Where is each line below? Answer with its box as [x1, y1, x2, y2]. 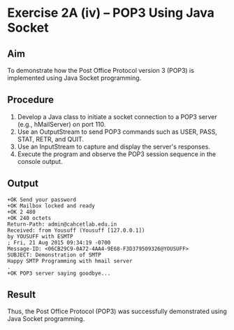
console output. [17, 157, 63, 165]
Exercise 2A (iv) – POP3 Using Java [7, 5, 215, 21]
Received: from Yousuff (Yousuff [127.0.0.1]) [7, 226, 145, 234]
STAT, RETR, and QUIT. [17, 135, 85, 143]
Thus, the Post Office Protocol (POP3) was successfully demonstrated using [7, 307, 227, 316]
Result [7, 289, 36, 301]
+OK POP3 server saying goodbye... [7, 270, 111, 277]
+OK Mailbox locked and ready [7, 202, 96, 209]
